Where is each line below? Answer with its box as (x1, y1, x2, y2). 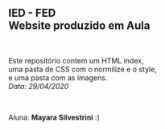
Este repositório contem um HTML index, (8, 55, 144, 65)
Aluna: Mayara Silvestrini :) (8, 112, 101, 122)
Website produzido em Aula (8, 19, 151, 33)
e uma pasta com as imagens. (8, 72, 108, 83)
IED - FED (8, 6, 56, 20)
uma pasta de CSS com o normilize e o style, (8, 64, 157, 74)
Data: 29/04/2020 (8, 81, 69, 91)
